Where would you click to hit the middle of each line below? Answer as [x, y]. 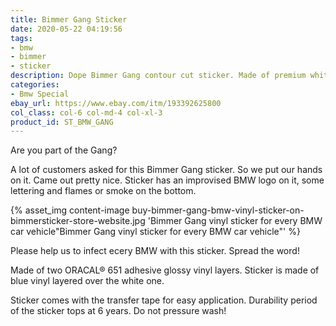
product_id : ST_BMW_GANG [62, 122]
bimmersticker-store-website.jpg [78, 221]
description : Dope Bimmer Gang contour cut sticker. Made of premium [158, 76]
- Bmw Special [40, 94]
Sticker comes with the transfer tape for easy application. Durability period [164, 300]
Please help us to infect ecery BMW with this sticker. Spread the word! [155, 251]
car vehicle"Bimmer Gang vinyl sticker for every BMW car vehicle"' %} [155, 232]
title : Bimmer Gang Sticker [69, 19]
